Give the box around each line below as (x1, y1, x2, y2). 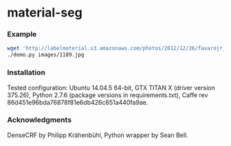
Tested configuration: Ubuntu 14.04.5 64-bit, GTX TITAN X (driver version (7, 83, 215, 92)
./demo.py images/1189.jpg (7, 52, 85, 59)
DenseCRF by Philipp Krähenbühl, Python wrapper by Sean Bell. (7, 131, 189, 139)
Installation (7, 67, 46, 77)
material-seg (7, 5, 82, 21)
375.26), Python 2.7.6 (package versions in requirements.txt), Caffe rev (7, 91, 208, 99)
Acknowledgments (7, 115, 72, 125)
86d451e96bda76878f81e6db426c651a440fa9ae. (7, 98, 148, 106)
